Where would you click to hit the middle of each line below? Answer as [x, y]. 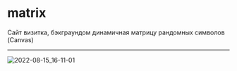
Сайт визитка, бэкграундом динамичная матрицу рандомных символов [116, 32]
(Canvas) [20, 39]
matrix [27, 13]
